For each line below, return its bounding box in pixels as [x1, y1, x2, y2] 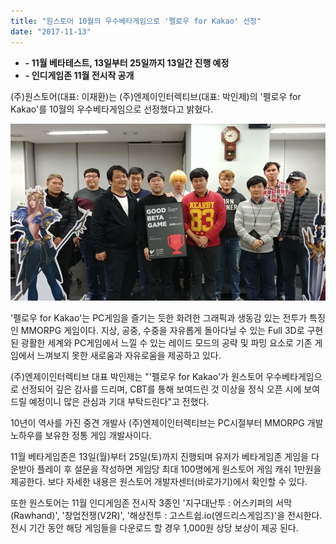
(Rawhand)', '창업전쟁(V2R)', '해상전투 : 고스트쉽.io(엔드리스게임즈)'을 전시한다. [10, 510, 323, 521]
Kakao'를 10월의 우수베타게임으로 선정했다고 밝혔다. [10, 103, 214, 115]
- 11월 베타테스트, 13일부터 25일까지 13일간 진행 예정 [24, 56, 230, 69]
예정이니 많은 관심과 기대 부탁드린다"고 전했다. [28, 396, 210, 407]
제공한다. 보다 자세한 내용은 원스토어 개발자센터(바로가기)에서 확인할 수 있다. [10, 476, 308, 487]
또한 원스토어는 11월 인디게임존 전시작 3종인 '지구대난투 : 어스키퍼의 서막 [10, 497, 293, 509]
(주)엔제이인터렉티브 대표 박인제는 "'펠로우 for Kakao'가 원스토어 [10, 371, 264, 382]
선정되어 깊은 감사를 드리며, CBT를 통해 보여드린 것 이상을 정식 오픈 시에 [20, 383, 302, 395]
